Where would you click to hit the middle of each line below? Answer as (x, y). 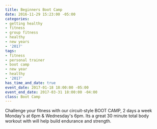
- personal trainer (25, 60)
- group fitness (22, 32)
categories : (17, 19)
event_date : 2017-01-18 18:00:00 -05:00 (47, 87)
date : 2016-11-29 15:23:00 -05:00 (40, 14)
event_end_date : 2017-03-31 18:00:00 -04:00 (51, 92)
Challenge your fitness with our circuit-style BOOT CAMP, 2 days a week (78, 111)
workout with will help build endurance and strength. (58, 121)
